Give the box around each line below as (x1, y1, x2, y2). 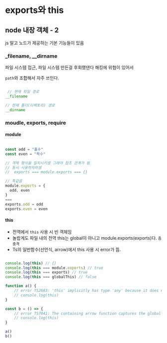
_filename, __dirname (5, 53, 58, 60)
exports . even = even (5, 206, 48, 211)
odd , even (9, 188, 30, 193)
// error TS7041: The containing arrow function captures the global (14, 311, 162, 316)
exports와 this (5, 4, 64, 16)
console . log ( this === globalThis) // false (5, 274, 97, 279)
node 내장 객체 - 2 (5, 26, 59, 34)
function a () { (5, 283, 37, 288)
